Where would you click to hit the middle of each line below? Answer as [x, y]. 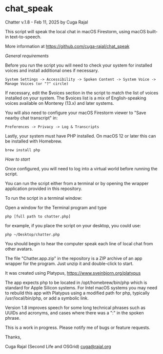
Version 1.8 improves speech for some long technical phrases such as [75, 307]
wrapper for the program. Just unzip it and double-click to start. [69, 263]
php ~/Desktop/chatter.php [32, 235]
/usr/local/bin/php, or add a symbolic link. [47, 298]
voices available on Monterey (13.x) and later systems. [60, 103]
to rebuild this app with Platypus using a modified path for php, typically [77, 293]
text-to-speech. [25, 37]
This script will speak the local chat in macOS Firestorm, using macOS [76, 31]
